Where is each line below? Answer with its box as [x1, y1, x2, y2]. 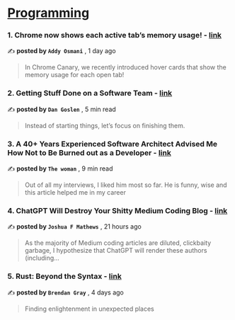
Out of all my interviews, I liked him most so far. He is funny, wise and [24, 181, 228, 189]
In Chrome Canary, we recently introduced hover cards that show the [24, 63, 227, 72]
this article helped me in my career [24, 188, 126, 197]
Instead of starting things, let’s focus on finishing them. [24, 121, 185, 130]
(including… [24, 253, 60, 263]
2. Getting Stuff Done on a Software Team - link [7, 88, 173, 98]
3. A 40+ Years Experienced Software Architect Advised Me [7, 139, 218, 149]
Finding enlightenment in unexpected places [24, 304, 154, 313]
